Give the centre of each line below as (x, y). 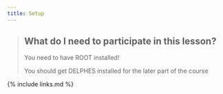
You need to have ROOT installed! (72, 58)
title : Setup (26, 13)
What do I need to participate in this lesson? (120, 42)
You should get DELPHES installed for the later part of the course (116, 71)
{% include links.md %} (41, 84)
